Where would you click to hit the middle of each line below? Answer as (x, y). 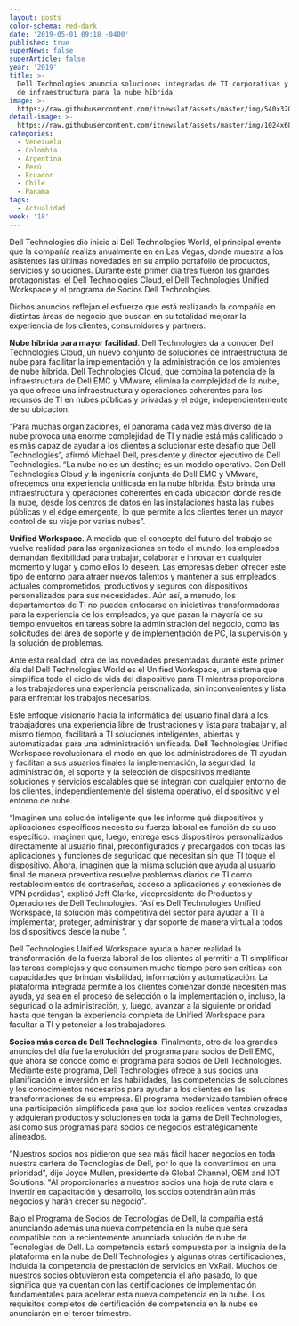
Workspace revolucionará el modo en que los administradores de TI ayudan (148, 753)
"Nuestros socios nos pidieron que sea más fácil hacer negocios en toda (142, 1153)
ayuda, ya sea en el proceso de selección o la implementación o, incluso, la (148, 996)
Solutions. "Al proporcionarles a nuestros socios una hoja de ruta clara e (141, 1182)
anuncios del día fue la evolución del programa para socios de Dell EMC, (142, 1051)
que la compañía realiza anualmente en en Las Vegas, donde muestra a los (146, 251)
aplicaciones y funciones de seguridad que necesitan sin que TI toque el (142, 855)
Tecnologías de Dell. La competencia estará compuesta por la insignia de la (148, 1247)
